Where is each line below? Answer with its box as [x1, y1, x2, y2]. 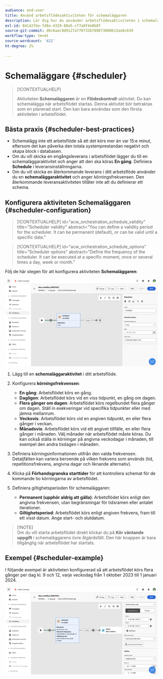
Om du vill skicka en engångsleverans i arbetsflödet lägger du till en [12, 153, 148, 160]
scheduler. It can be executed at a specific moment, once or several [16, 254, 153, 260]
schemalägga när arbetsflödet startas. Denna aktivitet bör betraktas [16, 101, 153, 107]
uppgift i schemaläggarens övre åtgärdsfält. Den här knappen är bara [16, 534, 156, 540]
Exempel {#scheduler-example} [5, 554, 104, 562]
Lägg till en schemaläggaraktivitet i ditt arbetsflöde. [12, 371, 117, 377]
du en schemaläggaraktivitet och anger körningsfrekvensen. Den [12, 174, 145, 180]
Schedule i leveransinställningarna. [12, 164, 83, 170]
